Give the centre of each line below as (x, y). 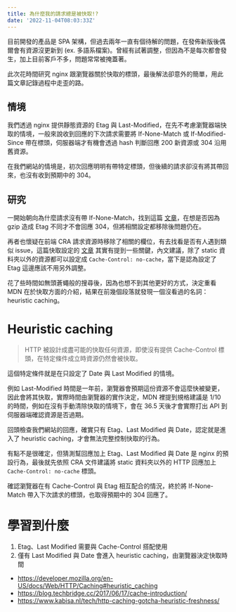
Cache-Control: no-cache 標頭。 (54, 471)
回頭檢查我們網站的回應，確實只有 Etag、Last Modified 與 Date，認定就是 (113, 430)
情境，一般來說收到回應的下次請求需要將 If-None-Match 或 (104, 134)
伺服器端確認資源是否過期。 (47, 415)
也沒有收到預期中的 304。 (57, 175)
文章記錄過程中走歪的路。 (50, 82)
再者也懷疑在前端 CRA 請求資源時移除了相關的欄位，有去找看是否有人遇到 (114, 242)
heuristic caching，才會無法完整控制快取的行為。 (92, 439)
